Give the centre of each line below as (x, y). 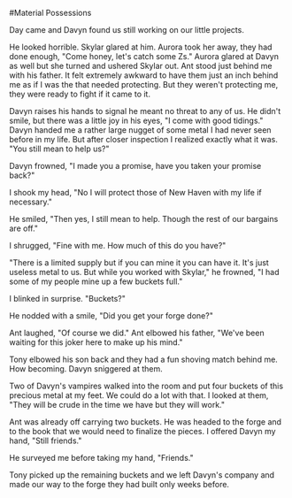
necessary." (31, 202)
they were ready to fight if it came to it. (80, 94)
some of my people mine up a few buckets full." (96, 281)
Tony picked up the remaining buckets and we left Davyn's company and (142, 475)
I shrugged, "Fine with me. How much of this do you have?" (118, 245)
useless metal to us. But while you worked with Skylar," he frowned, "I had (145, 272)
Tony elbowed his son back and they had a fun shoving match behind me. (144, 359)
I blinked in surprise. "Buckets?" (68, 299)
